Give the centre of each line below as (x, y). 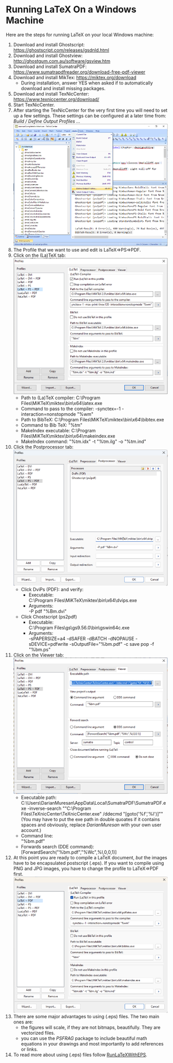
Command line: (37, 836)
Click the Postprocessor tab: (43, 447)
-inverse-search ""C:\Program (59, 808)
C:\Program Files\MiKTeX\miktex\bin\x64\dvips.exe (83, 600)
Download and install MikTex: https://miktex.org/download (75, 77)
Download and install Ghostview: (48, 56)
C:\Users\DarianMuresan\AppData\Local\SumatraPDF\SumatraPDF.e (93, 803)
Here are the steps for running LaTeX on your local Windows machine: (80, 34)
